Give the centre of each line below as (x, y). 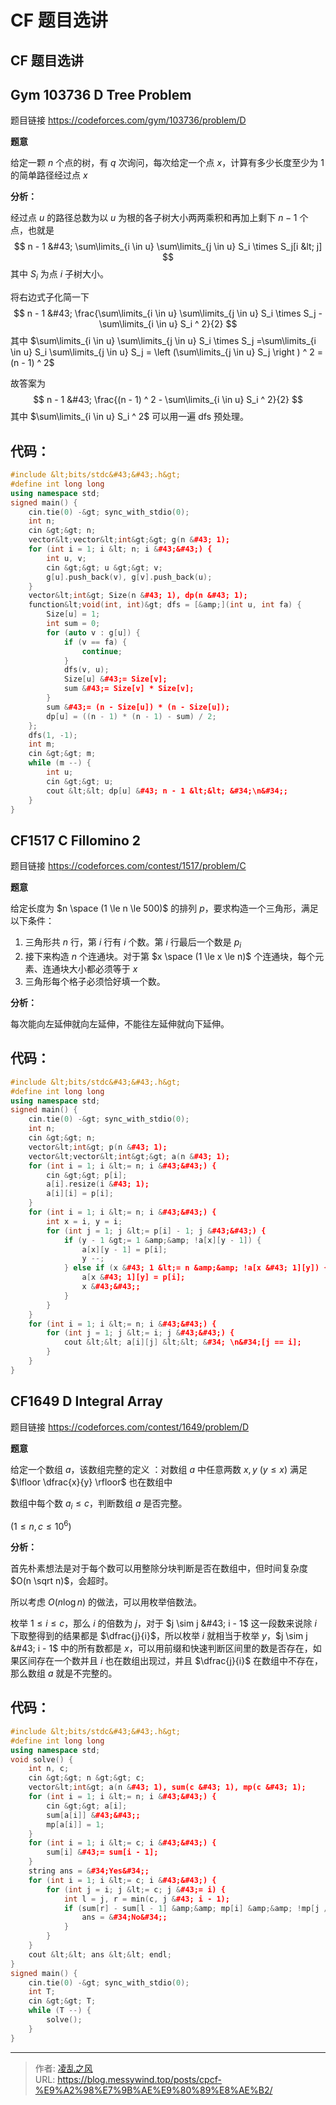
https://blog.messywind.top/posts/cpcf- (139, 2079)
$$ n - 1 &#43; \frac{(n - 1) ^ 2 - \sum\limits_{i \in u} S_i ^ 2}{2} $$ (168, 400)
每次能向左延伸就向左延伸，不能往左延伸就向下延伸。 (120, 1023)
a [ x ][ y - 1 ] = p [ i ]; (124, 1249)
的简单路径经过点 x (49, 175)
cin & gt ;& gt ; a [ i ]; (87, 1806)
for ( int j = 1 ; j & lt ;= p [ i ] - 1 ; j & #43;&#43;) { (156, 1231)
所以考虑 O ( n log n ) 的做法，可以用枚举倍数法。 (106, 1602)
